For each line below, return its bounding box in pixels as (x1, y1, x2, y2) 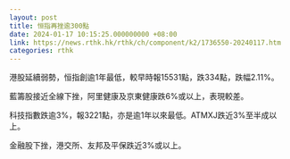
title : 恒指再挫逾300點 (9, 21, 89, 30)
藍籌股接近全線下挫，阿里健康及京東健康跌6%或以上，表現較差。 (9, 91, 249, 102)
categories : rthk (9, 46, 74, 55)
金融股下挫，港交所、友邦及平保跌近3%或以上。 (9, 140, 186, 151)
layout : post (9, 13, 58, 22)
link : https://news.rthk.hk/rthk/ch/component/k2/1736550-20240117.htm (9, 38, 281, 47)
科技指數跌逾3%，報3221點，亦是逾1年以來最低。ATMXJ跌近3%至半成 (9, 110, 269, 121)
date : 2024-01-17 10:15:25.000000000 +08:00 (9, 29, 178, 38)
